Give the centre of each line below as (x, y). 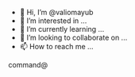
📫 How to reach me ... (56, 46)
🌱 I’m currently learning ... (62, 29)
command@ (28, 65)
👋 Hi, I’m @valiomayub (56, 12)
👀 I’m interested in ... (53, 21)
